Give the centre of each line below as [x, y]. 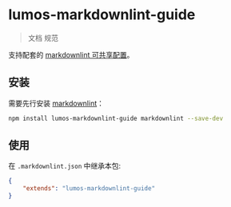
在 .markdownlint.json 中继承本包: [65, 166]
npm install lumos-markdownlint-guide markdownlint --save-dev [116, 118]
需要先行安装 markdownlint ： [56, 103]
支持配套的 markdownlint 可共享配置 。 [71, 54]
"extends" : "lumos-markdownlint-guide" [89, 189]
